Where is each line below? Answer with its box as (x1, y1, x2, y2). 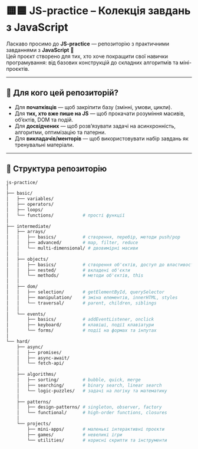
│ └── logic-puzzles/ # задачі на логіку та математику (16, 388, 167, 394)
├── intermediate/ (6, 223, 51, 230)
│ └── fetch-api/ (16, 360, 65, 366)
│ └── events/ (6, 311, 46, 317)
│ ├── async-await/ (16, 355, 70, 361)
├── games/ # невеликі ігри (27, 431, 123, 438)
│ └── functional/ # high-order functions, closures (16, 410, 167, 416)
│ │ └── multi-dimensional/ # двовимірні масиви (6, 245, 138, 251)
